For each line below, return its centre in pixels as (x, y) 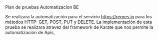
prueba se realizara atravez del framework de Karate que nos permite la (79, 27)
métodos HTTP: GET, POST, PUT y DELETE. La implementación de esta (79, 22)
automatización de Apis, (30, 32)
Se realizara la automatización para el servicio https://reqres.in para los (79, 17)
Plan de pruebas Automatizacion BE (42, 7)
